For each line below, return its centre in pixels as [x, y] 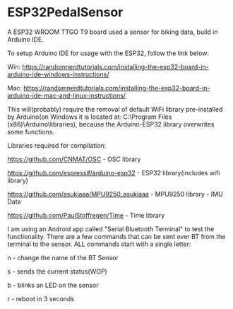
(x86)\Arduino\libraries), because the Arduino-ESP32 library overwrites [111, 124]
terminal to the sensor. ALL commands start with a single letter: [99, 244]
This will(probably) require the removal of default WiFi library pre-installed [115, 109]
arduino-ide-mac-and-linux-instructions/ [66, 95]
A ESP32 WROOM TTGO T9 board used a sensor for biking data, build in [113, 32]
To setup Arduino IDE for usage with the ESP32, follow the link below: [108, 53]
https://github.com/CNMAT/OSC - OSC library [74, 159]
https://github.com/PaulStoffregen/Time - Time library [86, 215]
